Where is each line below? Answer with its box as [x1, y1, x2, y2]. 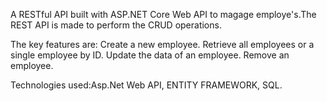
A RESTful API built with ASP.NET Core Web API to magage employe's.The [10, 9, 317, 20]
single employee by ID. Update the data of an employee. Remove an [10, 49, 290, 61]
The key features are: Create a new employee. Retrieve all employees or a [10, 39, 315, 50]
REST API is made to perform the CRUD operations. [10, 19, 222, 31]
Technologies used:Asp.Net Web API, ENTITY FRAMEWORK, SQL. [10, 79, 283, 91]
